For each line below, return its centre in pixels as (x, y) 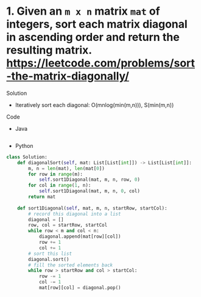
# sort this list (50, 254)
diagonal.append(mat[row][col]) (80, 237)
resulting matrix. (49, 50)
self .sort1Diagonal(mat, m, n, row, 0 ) (89, 180)
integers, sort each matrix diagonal (97, 24)
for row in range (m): (56, 174)
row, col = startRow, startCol (68, 225)
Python (24, 145)
